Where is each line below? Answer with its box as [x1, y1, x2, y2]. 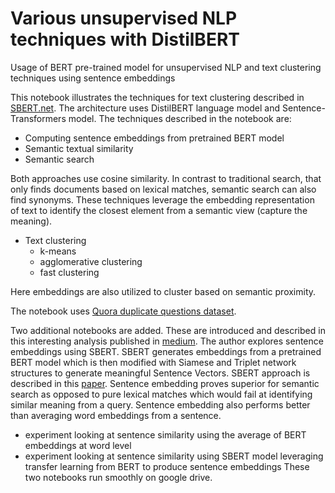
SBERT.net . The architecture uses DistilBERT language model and [10, 102, 281, 114]
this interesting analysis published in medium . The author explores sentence [10, 335, 324, 347]
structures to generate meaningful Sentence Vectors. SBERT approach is [10, 367, 311, 379]
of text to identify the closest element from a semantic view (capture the [10, 204, 308, 216]
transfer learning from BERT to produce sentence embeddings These [24, 460, 310, 472]
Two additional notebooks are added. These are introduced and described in [10, 324, 326, 336]
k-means [39, 245, 77, 257]
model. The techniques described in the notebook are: [68, 112, 292, 124]
